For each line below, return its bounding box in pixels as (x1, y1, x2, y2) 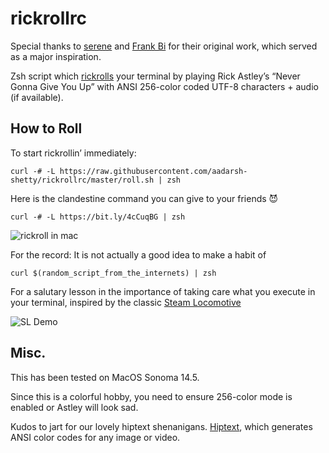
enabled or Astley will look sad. (10, 401, 139, 413)
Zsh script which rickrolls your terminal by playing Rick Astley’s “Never (10, 70, 301, 82)
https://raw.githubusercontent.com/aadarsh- (59, 166, 248, 176)
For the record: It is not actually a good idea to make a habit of (10, 248, 267, 261)
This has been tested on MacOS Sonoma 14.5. (10, 371, 200, 383)
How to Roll (10, 120, 83, 137)
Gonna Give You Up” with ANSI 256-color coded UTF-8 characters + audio (10, 80, 319, 92)
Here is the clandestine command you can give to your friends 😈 (10, 192, 279, 204)
